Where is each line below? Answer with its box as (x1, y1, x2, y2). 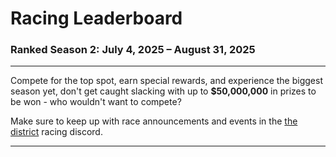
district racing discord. (10, 126, 103, 138)
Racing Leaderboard (10, 7, 183, 30)
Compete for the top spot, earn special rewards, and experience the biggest (10, 75, 323, 87)
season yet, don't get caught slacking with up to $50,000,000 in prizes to (10, 85, 317, 97)
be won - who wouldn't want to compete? (10, 96, 182, 108)
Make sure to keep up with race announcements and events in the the (10, 115, 298, 127)
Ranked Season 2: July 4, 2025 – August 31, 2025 (10, 43, 256, 57)
